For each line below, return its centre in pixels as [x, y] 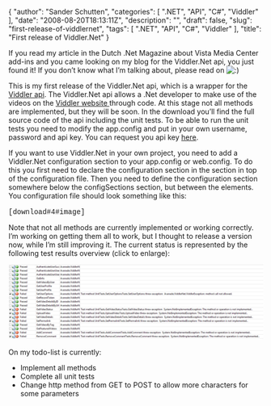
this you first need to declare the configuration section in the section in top [133, 170]
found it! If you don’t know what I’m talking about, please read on [116, 70]
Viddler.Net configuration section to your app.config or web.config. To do [131, 161]
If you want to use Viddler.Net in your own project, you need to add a [123, 153]
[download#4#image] [47, 212]
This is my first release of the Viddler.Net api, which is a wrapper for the [128, 86]
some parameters [49, 393]
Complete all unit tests [57, 376]
